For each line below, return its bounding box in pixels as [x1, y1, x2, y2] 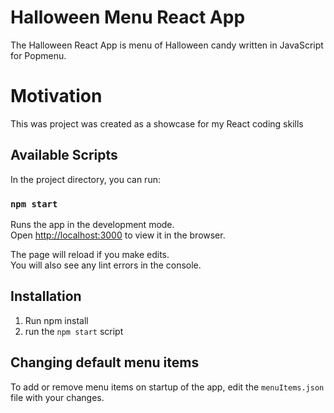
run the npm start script [24, 325, 124, 337]
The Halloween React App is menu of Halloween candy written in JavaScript [10, 39, 324, 51]
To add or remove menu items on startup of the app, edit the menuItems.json [10, 381, 325, 393]
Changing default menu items [10, 354, 200, 371]
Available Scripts [10, 147, 118, 164]
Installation [10, 288, 82, 305]
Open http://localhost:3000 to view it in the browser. [10, 229, 226, 241]
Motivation [10, 85, 103, 108]
